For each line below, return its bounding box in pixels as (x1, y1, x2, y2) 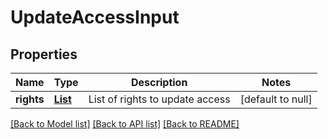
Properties (10, 46, 78, 63)
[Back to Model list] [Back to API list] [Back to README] (10, 118, 240, 130)
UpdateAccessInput (10, 6, 180, 29)
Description (130, 76, 188, 89)
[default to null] (239, 92, 313, 106)
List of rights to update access (88, 92, 231, 106)
